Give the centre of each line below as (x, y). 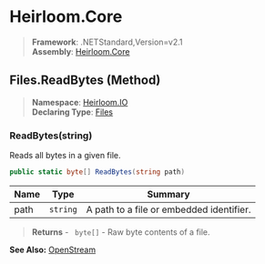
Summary (168, 194)
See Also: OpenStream (53, 249)
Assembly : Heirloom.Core (81, 51)
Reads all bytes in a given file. (65, 156)
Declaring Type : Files (72, 112)
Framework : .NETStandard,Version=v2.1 (107, 42)
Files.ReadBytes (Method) (85, 81)
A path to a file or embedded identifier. (168, 209)
